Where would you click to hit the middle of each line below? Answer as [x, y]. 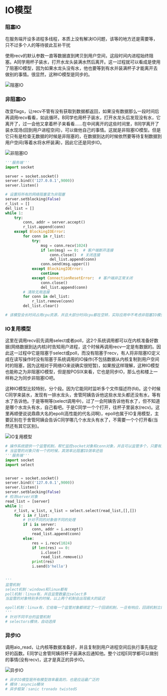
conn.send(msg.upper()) [65, 264]
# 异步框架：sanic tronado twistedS [41, 689]
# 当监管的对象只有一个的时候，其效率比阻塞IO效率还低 [54, 451]
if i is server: [40, 525]
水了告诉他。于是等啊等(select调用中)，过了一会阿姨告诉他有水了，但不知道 [83, 401]
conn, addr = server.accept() [54, 222]
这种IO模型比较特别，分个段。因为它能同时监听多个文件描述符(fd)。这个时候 [83, 389]
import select [20, 465]
